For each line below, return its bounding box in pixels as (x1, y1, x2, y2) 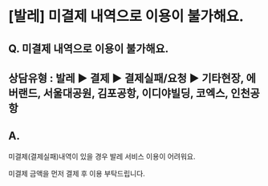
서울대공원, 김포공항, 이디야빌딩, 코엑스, (43, 86, 229, 100)
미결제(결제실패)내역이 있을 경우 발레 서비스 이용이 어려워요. (8, 152, 196, 161)
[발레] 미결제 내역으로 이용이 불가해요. (8, 7, 245, 26)
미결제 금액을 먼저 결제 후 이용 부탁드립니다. (8, 168, 146, 178)
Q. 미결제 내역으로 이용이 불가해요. (8, 42, 169, 55)
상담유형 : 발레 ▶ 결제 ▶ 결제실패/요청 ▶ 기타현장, (8, 71, 245, 85)
